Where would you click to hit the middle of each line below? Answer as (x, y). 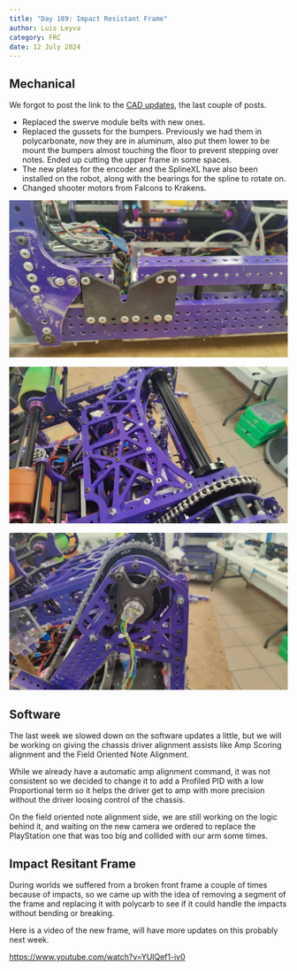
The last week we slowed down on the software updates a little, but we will (145, 736)
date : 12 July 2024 (45, 47)
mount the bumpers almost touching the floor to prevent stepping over (150, 150)
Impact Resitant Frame (72, 863)
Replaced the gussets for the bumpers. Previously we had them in (142, 132)
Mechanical (42, 84)
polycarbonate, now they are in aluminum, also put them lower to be (146, 141)
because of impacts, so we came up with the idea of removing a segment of (148, 895)
